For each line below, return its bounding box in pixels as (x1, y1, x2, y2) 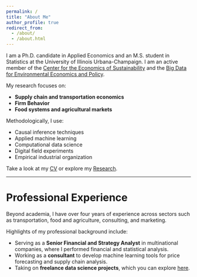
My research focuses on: (6, 82, 66, 89)
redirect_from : (6, 25, 43, 31)
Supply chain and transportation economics (14, 93, 124, 100)
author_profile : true (6, 19, 59, 25)
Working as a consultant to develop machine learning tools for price (14, 252, 180, 259)
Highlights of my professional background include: (6, 228, 128, 235)
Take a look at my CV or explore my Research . (6, 165, 118, 172)
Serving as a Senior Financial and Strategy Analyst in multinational (14, 239, 179, 246)
